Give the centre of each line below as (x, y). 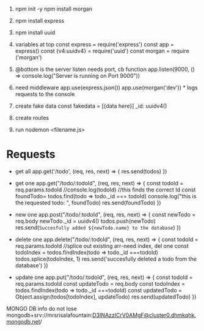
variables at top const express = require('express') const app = (94, 44)
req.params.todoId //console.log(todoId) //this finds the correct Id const (105, 190)
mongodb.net (24, 321)
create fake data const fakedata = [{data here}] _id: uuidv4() (91, 106)
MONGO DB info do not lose (42, 308)
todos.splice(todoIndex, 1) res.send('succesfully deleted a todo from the (106, 259)
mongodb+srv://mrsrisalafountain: (49, 315)
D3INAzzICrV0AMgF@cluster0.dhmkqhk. (144, 315)
